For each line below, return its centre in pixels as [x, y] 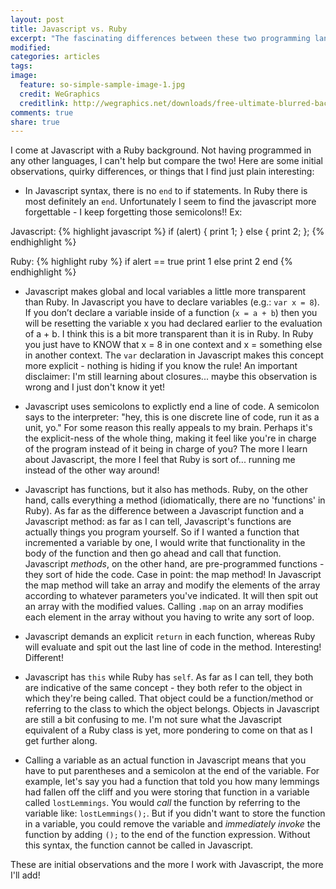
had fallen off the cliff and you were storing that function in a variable [167, 792]
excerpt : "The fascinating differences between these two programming [160, 38]
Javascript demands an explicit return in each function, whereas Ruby [170, 637]
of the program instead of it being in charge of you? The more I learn [166, 449]
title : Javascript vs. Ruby [69, 29]
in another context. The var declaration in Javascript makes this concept [174, 355]
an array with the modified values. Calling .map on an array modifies [164, 607]
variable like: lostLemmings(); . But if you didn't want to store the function [175, 813]
